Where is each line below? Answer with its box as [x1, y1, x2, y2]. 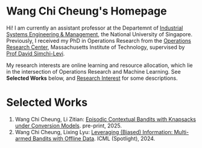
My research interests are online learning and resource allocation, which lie [6, 62, 193, 69]
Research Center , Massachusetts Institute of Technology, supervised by [6, 43, 185, 51]
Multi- [174, 128, 189, 135]
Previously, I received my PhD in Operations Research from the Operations [6, 37, 191, 44]
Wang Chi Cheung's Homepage [6, 4, 167, 18]
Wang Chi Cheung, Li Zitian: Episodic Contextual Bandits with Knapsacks [14, 115, 196, 123]
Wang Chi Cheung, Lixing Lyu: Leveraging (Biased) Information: [14, 128, 173, 135]
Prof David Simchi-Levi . [6, 50, 65, 57]
